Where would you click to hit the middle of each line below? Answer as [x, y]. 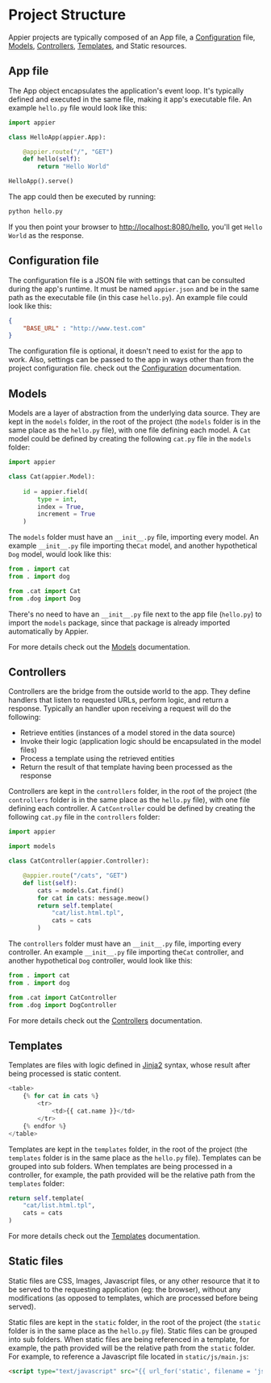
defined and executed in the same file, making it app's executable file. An [130, 99]
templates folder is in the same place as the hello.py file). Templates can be [135, 1157]
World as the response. [46, 235]
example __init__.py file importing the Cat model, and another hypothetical [133, 545]
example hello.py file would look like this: [78, 107]
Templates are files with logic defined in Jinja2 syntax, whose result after [129, 1065]
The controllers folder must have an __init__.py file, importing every [125, 944]
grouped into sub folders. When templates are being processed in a [121, 1166]
